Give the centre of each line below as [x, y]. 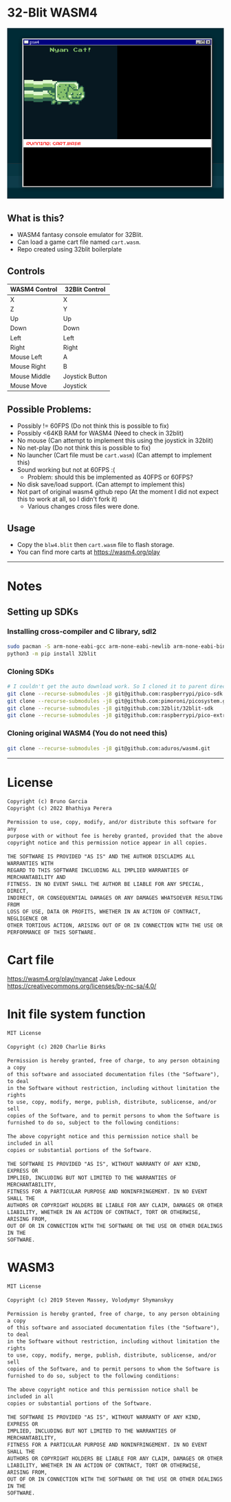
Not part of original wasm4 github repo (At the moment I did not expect [118, 492]
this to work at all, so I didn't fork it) [67, 499]
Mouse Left [26, 357]
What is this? [36, 218]
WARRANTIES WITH [30, 864]
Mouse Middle [30, 376]
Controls [26, 271]
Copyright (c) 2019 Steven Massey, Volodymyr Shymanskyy [90, 1300]
